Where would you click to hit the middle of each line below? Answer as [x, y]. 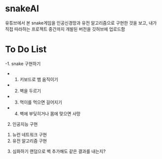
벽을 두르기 [30, 91]
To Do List [26, 49]
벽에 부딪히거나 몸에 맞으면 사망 [50, 114]
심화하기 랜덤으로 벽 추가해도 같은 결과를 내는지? [59, 151]
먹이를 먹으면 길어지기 [41, 102]
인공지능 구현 [25, 124]
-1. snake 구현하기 [23, 63]
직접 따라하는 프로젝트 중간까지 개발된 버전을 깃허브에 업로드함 [65, 29]
